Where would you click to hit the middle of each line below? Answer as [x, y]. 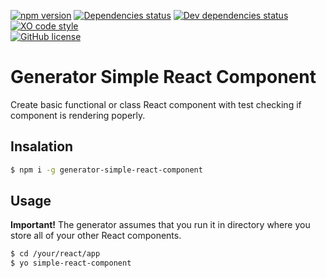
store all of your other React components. [96, 236]
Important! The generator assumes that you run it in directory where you [160, 225]
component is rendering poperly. [78, 115]
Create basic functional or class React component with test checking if [156, 104]
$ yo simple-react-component [71, 263]
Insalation [42, 146]
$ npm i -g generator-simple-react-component [106, 170]
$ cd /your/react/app [55, 254]
